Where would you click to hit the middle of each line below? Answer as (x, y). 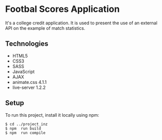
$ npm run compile (25, 133)
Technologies (27, 44)
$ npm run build (23, 128)
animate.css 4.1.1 (29, 82)
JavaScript (23, 71)
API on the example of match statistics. (45, 28)
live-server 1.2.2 (29, 87)
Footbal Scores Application (63, 9)
